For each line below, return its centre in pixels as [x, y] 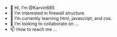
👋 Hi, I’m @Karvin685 [32, 8]
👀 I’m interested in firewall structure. [48, 13]
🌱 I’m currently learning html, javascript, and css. [61, 18]
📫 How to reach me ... [33, 29]
